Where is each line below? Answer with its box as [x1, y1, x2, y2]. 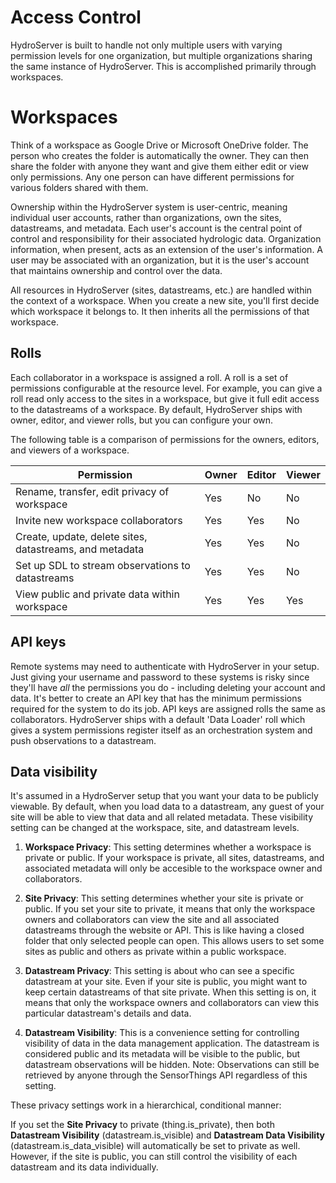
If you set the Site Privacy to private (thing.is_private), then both [10, 1119, 275, 1131]
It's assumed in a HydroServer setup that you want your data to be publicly [10, 790, 319, 802]
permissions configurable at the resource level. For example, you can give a [10, 382, 323, 394]
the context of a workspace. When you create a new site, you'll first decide [10, 294, 320, 306]
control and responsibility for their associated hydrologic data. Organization [10, 232, 322, 245]
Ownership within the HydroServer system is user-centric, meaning [10, 201, 288, 213]
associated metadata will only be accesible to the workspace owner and [24, 862, 323, 875]
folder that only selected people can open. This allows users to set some [24, 935, 325, 947]
